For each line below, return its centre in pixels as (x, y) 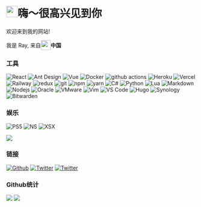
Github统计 (23, 184)
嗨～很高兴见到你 (60, 14)
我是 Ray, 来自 (23, 45)
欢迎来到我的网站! (28, 31)
